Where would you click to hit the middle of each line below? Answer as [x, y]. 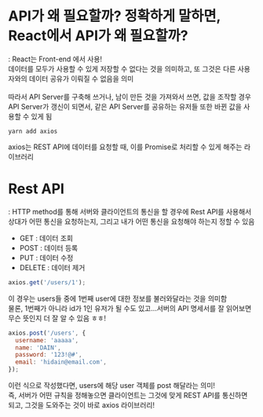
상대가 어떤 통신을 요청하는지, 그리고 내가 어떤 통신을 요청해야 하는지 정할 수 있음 [131, 221]
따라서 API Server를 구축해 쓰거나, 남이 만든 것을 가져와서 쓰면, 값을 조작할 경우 [130, 97]
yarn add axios [33, 131]
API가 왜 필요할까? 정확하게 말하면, [115, 16]
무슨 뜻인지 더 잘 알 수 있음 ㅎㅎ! [57, 318]
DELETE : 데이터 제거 [52, 267]
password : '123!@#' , [49, 355]
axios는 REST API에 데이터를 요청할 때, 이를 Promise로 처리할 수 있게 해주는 [125, 147]
